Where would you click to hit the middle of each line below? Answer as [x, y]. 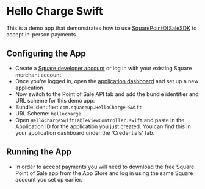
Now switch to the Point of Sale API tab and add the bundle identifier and [107, 94]
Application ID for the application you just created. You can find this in [103, 126]
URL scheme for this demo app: [55, 100]
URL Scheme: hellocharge [48, 113]
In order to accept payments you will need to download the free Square [105, 167]
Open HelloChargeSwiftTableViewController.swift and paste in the [100, 120]
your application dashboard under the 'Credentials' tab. [85, 132]
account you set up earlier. [49, 179]
